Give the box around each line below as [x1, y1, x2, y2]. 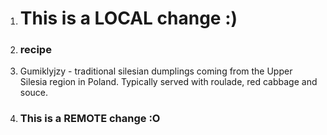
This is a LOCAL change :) [19, 7, 238, 30]
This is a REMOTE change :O [19, 112, 161, 126]
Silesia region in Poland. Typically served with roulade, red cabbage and [19, 76, 318, 88]
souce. [19, 87, 49, 99]
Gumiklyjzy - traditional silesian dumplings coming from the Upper [19, 65, 293, 77]
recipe [19, 43, 52, 57]
